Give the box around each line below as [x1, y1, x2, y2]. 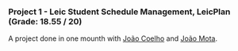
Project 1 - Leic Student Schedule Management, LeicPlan [8, 6, 231, 17]
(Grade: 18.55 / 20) [8, 16, 83, 27]
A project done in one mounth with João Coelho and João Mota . [8, 34, 218, 43]
